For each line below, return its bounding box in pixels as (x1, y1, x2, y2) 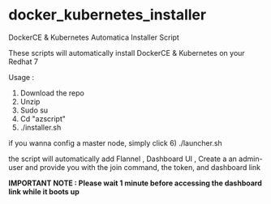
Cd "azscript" (19, 113, 67, 123)
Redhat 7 (8, 57, 39, 66)
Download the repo (19, 87, 85, 98)
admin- (239, 154, 263, 164)
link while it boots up (8, 186, 80, 196)
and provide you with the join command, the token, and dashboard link (25, 162, 261, 172)
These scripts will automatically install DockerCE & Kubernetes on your (8, 48, 245, 57)
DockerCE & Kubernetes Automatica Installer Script (8, 32, 180, 42)
